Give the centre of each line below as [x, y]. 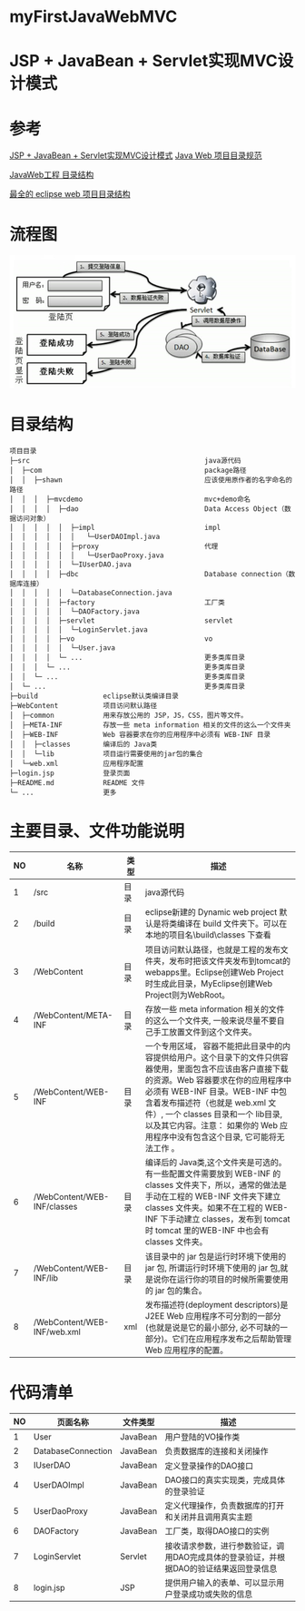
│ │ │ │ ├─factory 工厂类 [117, 602]
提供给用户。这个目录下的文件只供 [217, 1057]
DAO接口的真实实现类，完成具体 [225, 1479]
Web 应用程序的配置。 [187, 1350]
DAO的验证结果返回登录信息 [225, 1568]
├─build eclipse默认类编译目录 [94, 696]
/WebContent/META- [73, 1015]
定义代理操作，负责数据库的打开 [224, 1506]
